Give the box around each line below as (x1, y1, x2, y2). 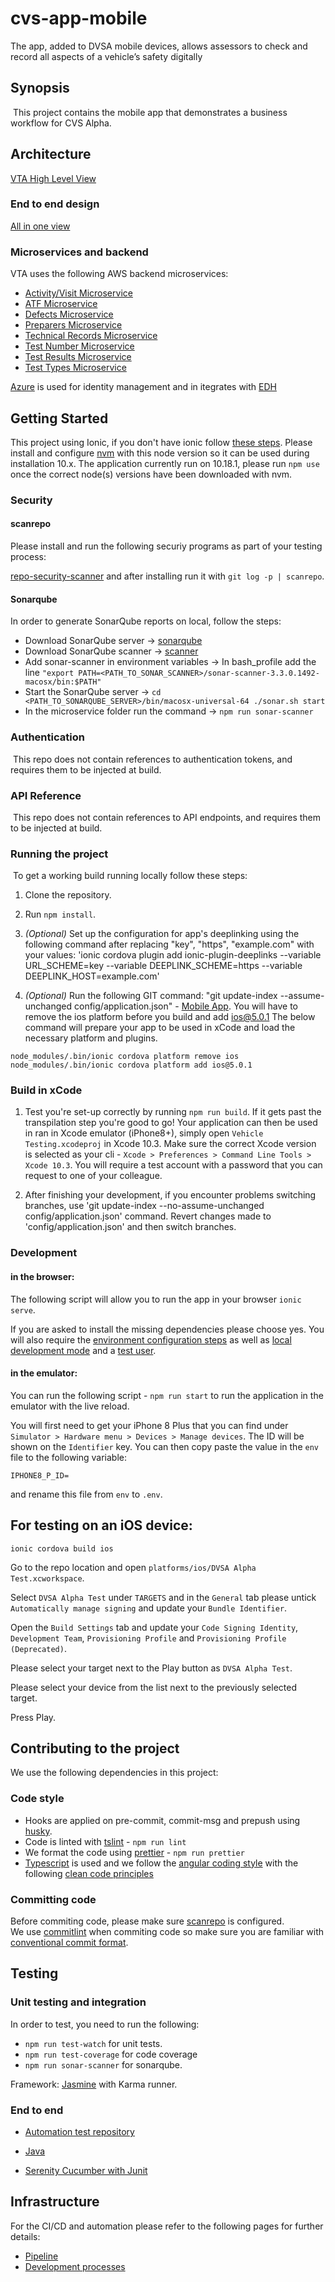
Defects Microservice (24, 308, 114, 321)
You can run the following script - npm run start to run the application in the (10, 1389, 324, 1401)
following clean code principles (24, 1867, 154, 1879)
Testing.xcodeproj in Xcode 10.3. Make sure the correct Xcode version (24, 1138, 317, 1150)
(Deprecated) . (10, 1642, 67, 1654)
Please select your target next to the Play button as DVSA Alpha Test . (10, 1662, 293, 1674)
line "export (24, 667, 75, 679)
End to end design (10, 197, 100, 211)
